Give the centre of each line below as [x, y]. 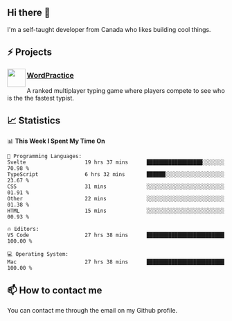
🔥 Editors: [23, 229]
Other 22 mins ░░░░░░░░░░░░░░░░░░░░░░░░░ [116, 199]
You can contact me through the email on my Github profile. [92, 311]
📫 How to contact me [55, 290]
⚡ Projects [30, 52]
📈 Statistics [34, 120]
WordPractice [50, 76]
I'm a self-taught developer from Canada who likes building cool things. [109, 29]
